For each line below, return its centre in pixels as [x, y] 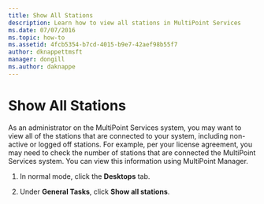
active [18, 144]
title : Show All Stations [50, 15]
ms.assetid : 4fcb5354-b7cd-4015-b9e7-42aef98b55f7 [93, 45]
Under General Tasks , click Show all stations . [95, 191]
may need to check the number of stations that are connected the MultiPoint [132, 152]
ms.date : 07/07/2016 [42, 30]
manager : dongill [37, 60]
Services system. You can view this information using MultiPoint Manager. [128, 161]
